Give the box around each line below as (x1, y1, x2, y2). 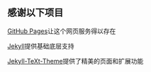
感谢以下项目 (7, 6, 64, 19)
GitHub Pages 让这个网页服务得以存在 (7, 27, 116, 35)
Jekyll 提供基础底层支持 (7, 42, 74, 50)
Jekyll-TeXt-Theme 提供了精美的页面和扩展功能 (7, 56, 144, 65)
